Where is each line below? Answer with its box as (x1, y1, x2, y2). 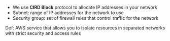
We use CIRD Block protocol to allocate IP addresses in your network (12, 5, 157, 10)
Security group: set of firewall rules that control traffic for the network (12, 15, 159, 21)
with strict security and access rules (5, 30, 81, 36)
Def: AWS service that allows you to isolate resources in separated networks (5, 25, 165, 31)
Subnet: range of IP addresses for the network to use (12, 10, 124, 16)
